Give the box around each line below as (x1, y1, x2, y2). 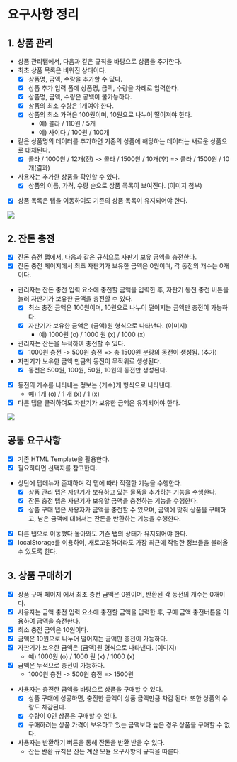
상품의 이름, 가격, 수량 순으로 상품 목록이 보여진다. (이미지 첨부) (28, 182, 203, 190)
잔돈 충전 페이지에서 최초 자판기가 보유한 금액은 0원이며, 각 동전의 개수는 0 (17, 262, 224, 270)
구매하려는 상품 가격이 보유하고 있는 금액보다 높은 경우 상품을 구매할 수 (28, 721, 223, 729)
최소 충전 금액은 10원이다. (17, 626, 88, 634)
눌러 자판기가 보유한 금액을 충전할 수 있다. (17, 294, 133, 303)
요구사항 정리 (7, 6, 79, 23)
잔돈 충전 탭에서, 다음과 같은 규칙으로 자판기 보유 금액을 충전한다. (17, 253, 197, 261)
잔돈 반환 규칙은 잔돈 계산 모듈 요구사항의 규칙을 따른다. (28, 747, 182, 756)
